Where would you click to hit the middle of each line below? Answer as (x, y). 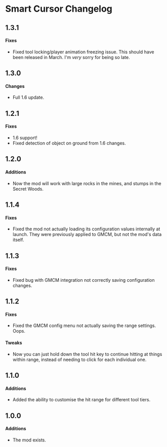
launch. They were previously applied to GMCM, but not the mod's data (87, 234)
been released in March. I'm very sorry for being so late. (71, 57)
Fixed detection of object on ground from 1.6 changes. (69, 143)
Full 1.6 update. (28, 98)
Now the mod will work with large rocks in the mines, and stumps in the (87, 183)
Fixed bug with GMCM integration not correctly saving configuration (84, 280)
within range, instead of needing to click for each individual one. (79, 360)
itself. (18, 240)
